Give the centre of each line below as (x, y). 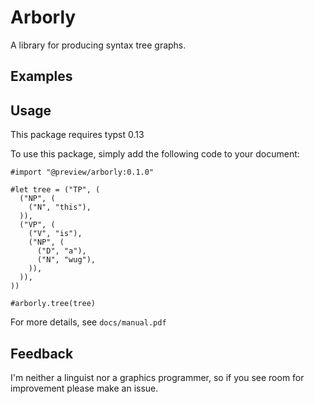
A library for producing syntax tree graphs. (98, 45)
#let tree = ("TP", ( (55, 190)
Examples (41, 76)
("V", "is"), (55, 234)
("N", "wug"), (66, 260)
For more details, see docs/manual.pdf (88, 322)
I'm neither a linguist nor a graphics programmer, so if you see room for (157, 377)
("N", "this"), (60, 207)
